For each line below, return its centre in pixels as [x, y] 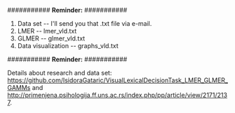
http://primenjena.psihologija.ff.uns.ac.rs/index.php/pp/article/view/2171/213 [117, 95]
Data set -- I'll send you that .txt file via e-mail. [85, 23]
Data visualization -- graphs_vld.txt [68, 46]
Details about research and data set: [60, 73]
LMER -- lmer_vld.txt [47, 31]
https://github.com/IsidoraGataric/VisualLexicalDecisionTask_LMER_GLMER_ [117, 80]
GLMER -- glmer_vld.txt [51, 38]
